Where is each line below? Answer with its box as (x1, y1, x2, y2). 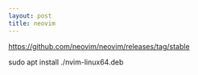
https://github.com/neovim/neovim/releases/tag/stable (8, 41, 191, 51)
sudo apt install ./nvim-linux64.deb (8, 57, 124, 67)
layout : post (8, 11, 52, 20)
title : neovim (8, 19, 56, 27)
